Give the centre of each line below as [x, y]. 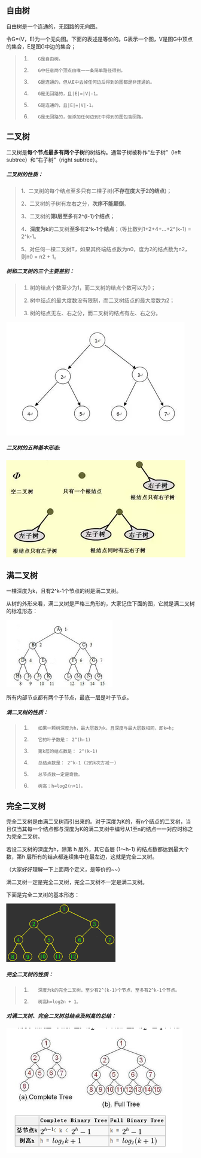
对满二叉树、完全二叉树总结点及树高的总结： [61, 1016]
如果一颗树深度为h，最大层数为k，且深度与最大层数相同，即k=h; [106, 729]
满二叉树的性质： [27, 712]
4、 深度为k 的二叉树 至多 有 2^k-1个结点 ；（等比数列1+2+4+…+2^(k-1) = [106, 228]
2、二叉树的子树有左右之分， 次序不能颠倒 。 [75, 203]
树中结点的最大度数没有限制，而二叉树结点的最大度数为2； [102, 300]
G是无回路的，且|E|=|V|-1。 [69, 94]
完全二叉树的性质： [30, 974]
